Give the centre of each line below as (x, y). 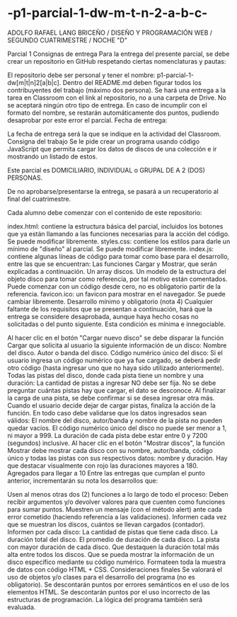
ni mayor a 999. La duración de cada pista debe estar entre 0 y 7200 (108, 435)
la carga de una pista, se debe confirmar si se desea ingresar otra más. (111, 398)
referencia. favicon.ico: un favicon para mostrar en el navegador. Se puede (116, 294)
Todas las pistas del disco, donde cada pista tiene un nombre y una (105, 375)
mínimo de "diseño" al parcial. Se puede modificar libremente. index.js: (111, 248)
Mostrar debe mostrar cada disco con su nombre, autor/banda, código (110, 450)
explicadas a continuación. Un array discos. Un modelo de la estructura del (117, 271)
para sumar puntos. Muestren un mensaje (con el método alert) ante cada (115, 509)
